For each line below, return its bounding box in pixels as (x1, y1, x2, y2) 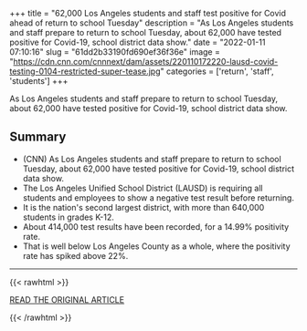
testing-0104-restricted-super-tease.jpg (9, 66, 161, 77)
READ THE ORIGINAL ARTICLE (9, 294, 125, 305)
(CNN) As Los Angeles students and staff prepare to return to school (22, 153, 281, 164)
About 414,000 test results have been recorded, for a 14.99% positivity (22, 221, 290, 232)
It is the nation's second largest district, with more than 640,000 (22, 202, 265, 212)
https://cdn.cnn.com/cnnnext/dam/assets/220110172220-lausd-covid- (13, 57, 279, 67)
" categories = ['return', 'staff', (159, 66, 274, 77)
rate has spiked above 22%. (22, 250, 129, 261)
